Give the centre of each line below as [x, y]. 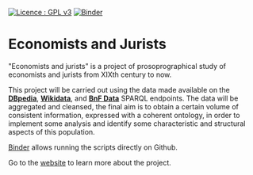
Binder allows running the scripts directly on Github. [93, 147]
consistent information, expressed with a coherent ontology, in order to [124, 115]
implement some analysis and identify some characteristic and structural [127, 124]
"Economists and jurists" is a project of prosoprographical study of [117, 66]
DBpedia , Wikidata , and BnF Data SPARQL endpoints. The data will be [123, 98]
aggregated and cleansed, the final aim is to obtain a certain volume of [124, 106]
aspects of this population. [52, 131]
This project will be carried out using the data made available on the [119, 89]
